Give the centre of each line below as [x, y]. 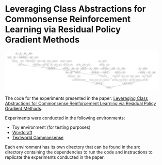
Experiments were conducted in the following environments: [65, 118]
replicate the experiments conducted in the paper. [55, 157]
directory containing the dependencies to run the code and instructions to [79, 152]
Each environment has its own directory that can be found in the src [73, 147]
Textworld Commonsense [38, 137]
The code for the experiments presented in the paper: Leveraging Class [76, 98]
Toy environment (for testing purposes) [51, 127]
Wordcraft [22, 132]
